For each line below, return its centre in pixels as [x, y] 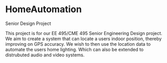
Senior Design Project [28, 23]
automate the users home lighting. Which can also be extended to [75, 49]
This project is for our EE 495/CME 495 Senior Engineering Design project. [84, 33]
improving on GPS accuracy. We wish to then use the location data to [78, 44]
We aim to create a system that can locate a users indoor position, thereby [83, 39]
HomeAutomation [44, 9]
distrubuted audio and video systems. [45, 55]
